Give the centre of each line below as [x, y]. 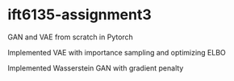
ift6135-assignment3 [80, 15]
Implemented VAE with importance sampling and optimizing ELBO [117, 52]
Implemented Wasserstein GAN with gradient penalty [96, 68]
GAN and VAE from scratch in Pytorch [71, 37]
